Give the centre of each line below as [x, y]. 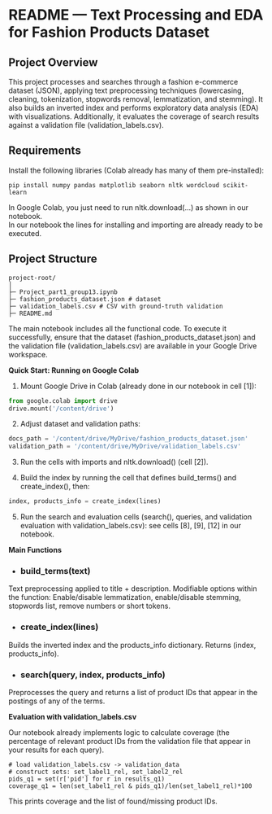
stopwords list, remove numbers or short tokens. [89, 606]
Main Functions [35, 550]
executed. [25, 233]
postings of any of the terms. [57, 701]
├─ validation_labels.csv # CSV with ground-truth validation [116, 306]
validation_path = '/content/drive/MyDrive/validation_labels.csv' [125, 446]
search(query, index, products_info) [93, 675]
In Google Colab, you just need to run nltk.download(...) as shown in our [129, 207]
